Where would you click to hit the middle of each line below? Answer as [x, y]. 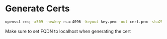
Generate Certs [38, 9]
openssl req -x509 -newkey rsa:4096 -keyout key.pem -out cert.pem [77, 22]
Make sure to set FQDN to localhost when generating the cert [68, 31]
